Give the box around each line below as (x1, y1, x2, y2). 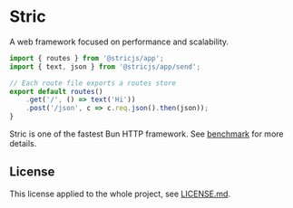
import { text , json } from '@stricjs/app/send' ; (9, 61, 201, 71)
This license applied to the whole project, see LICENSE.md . (9, 188, 231, 199)
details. (9, 138, 37, 149)
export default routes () (9, 87, 103, 96)
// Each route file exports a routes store (9, 79, 177, 88)
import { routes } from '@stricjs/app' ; (9, 53, 165, 62)
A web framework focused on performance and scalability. (9, 36, 230, 47)
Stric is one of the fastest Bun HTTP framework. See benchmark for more (9, 128, 284, 139)
